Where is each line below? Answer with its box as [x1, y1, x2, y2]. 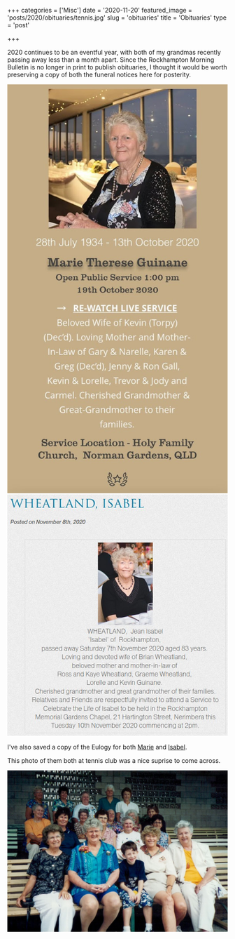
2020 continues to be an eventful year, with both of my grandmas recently [7, 48, 222, 56]
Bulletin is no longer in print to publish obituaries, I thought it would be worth [7, 63, 227, 71]
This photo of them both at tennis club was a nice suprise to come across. [7, 756, 221, 764]
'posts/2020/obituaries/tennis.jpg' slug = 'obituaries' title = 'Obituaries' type [7, 13, 227, 22]
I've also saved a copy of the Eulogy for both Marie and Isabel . [7, 742, 187, 751]
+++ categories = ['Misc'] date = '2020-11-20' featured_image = [7, 6, 192, 14]
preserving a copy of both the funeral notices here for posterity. [7, 70, 191, 79]
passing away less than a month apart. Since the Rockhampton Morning [7, 55, 215, 64]
